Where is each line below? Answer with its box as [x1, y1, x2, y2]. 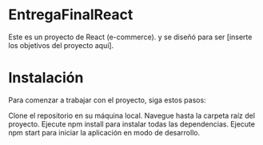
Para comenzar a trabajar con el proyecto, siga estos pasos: [8, 95, 206, 105]
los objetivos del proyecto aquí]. [8, 40, 114, 50]
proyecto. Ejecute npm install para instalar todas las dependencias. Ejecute [8, 119, 256, 129]
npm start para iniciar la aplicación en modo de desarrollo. [8, 127, 201, 137]
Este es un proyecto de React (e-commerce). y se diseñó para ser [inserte [8, 32, 253, 42]
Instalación [8, 69, 84, 87]
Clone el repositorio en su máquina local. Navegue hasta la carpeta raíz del [8, 111, 256, 120]
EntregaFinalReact [8, 6, 133, 24]
